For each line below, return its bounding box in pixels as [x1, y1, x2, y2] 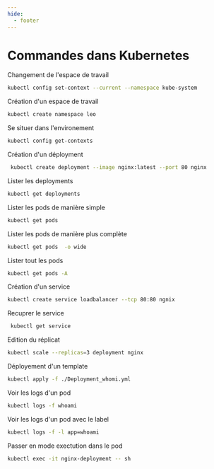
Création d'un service [7, 282, 71, 291]
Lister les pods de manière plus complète [7, 229, 127, 238]
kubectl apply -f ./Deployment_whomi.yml [7, 376, 131, 383]
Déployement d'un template [7, 362, 88, 371]
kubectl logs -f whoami [7, 402, 78, 409]
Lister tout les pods [7, 256, 64, 265]
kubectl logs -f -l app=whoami [7, 429, 100, 436]
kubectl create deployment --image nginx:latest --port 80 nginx [10, 164, 207, 171]
